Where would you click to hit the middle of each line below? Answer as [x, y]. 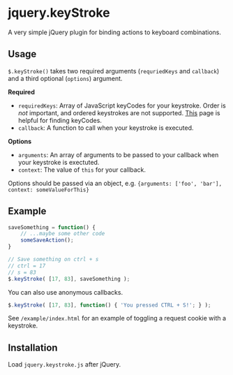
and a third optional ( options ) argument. [65, 78]
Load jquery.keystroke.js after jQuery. [65, 365]
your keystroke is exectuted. [59, 162]
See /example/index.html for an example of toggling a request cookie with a [117, 318]
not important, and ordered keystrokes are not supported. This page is [119, 112]
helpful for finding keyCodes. [60, 120]
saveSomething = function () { [52, 227]
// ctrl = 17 [27, 266]
